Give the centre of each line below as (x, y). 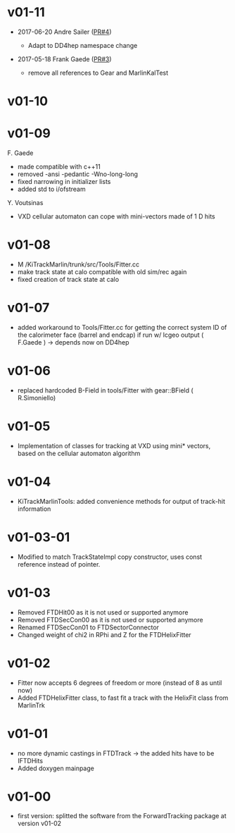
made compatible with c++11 (59, 167)
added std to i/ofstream (51, 189)
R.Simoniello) (37, 397)
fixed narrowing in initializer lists (64, 182)
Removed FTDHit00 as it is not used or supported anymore (103, 612)
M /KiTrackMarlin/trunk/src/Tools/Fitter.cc (78, 264)
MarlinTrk (31, 705)
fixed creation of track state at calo (68, 279)
